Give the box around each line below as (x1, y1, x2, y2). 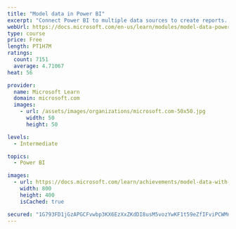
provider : (7, 81, 37, 89)
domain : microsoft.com (13, 95, 80, 102)
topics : (7, 152, 30, 160)
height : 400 (20, 191, 55, 199)
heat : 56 (7, 69, 33, 76)
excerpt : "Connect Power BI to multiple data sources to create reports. (7, 17, 228, 24)
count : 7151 (13, 56, 49, 63)
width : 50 (25, 115, 55, 122)
